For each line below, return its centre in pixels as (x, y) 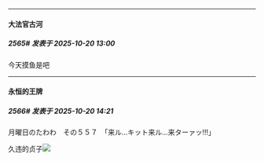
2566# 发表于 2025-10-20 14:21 (61, 111)
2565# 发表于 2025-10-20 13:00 (62, 43)
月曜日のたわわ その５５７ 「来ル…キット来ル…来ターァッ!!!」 (112, 132)
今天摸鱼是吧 (29, 64)
